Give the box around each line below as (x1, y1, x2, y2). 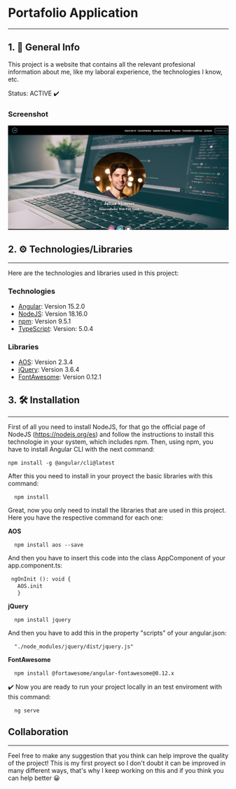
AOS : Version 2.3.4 (18, 358, 74, 366)
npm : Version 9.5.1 (18, 317, 71, 325)
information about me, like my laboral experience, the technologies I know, (8, 67, 223, 76)
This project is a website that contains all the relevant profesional (8, 60, 195, 68)
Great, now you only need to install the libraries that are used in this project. (8, 506, 226, 514)
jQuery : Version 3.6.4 (18, 365, 80, 374)
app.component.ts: (8, 561, 62, 569)
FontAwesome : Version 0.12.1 (18, 373, 102, 382)
